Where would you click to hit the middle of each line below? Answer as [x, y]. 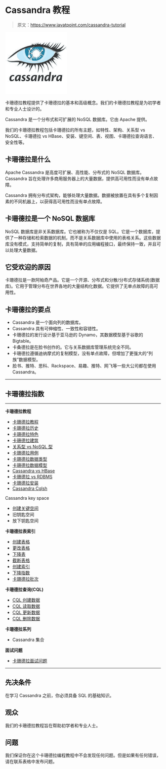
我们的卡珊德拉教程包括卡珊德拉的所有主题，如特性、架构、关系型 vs [75, 130]
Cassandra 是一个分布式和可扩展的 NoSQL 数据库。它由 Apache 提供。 [77, 119]
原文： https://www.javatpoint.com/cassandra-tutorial [71, 25]
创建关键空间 [25, 508]
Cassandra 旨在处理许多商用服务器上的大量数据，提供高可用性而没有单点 [80, 178]
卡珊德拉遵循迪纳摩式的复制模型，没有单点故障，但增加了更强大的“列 [83, 354]
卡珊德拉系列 [18, 629]
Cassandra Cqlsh [30, 488]
